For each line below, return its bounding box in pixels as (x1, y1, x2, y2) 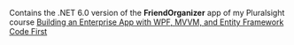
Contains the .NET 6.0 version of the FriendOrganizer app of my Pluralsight (9, 8, 285, 18)
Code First (9, 26, 48, 36)
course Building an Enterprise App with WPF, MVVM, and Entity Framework (9, 17, 284, 27)
